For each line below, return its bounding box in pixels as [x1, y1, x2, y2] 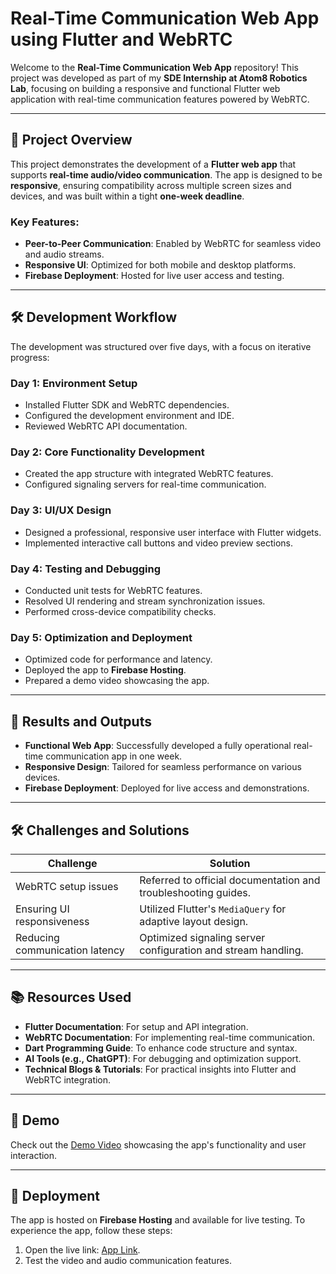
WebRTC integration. [24, 1073, 112, 1086]
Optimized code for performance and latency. [24, 653, 213, 666]
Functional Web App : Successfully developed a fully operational [24, 740, 292, 752]
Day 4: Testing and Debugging [10, 562, 162, 576]
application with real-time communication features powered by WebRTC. [10, 93, 310, 105]
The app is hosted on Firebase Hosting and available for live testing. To [10, 1214, 306, 1226]
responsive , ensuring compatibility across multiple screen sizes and [10, 179, 292, 191]
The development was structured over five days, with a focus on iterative [10, 340, 312, 352]
